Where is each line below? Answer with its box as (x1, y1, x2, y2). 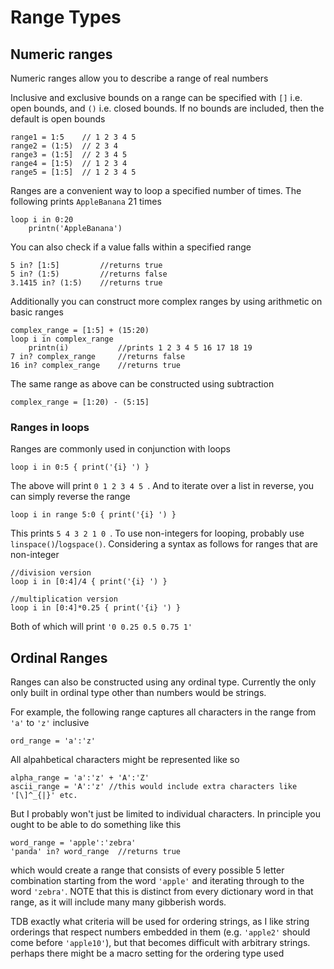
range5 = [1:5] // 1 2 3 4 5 (10, 167, 137, 177)
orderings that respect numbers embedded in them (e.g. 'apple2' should (10, 926, 311, 938)
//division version (10, 568, 92, 578)
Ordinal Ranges (10, 649, 108, 666)
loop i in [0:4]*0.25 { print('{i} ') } (10, 603, 182, 613)
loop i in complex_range (10, 334, 114, 344)
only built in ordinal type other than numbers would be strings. (10, 687, 267, 699)
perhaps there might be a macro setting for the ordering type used (10, 947, 285, 960)
